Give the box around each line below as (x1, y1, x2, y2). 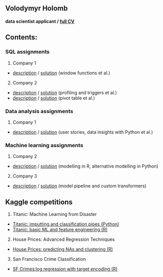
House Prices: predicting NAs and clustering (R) (12, 246, 113, 253)
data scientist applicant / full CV (5, 18, 75, 24)
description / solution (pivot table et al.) (12, 95, 95, 101)
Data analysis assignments (5, 107, 74, 115)
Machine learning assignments (5, 142, 84, 149)
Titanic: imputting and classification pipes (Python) (12, 221, 119, 227)
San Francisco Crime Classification (12, 256, 86, 262)
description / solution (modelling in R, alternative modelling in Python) (12, 163, 158, 170)
